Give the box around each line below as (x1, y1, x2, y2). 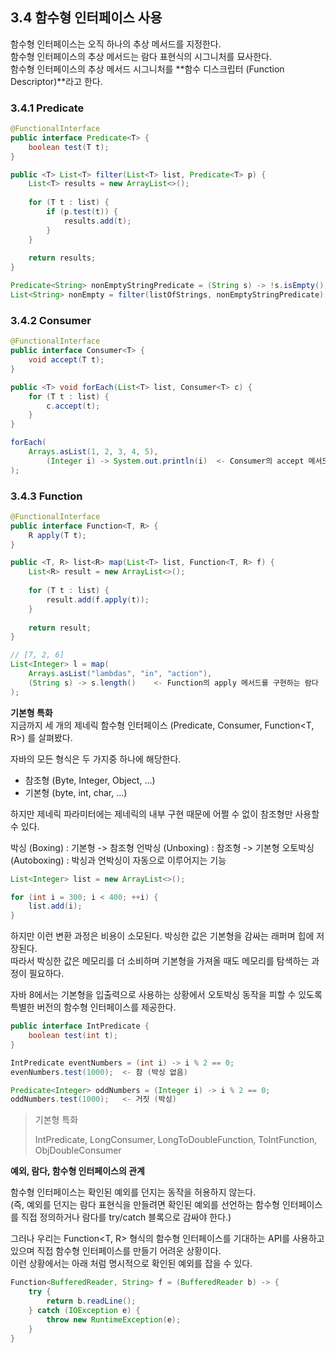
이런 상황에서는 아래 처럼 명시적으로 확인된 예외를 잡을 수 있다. (10, 1258, 253, 1270)
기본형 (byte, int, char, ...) (24, 786, 128, 798)
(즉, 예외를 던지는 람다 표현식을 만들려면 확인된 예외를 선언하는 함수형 (10, 1199, 280, 1211)
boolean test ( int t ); (28, 1031, 118, 1041)
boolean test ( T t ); (28, 142, 110, 152)
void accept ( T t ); (28, 355, 105, 365)
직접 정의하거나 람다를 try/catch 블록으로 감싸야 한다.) (20, 1211, 232, 1223)
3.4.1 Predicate (10, 101, 85, 115)
